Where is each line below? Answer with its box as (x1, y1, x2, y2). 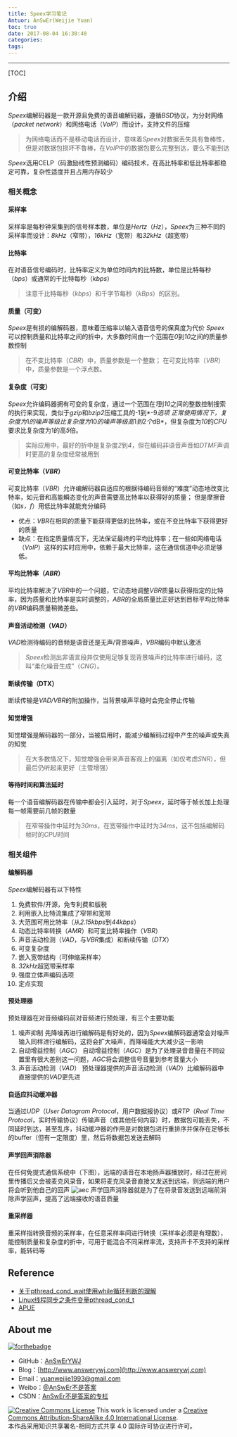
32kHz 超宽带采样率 (18, 961, 75, 970)
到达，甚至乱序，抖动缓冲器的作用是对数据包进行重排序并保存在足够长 (26, 1125, 230, 1133)
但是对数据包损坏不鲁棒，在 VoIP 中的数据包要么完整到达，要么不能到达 (25, 144, 230, 152)
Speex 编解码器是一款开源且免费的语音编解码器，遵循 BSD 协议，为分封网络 (8, 110, 224, 120)
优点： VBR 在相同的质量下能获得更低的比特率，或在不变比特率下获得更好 (18, 517, 228, 525)
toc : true (8, 23, 37, 30)
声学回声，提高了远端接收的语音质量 (13, 1194, 119, 1203)
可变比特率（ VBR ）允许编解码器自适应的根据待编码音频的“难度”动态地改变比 (8, 483, 229, 493)
